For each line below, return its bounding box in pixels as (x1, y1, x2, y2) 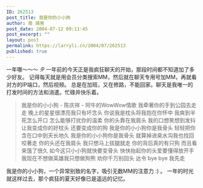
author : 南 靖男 (6, 20, 45, 26)
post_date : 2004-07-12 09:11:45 (6, 25, 88, 32)
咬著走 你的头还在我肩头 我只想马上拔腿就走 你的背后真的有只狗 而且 (21, 139, 192, 146)
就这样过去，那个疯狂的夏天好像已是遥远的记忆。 (6, 175, 128, 182)
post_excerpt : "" (6, 32, 50, 38)
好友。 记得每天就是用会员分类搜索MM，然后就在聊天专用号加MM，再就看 (11, 73, 197, 81)
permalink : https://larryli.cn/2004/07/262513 (6, 43, 126, 49)
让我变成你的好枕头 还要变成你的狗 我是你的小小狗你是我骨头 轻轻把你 (21, 124, 196, 131)
